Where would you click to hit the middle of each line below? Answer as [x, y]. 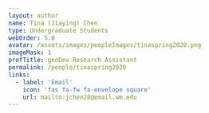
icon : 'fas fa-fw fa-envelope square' [87, 90]
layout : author [34, 16]
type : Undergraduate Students [59, 30]
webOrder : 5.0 [32, 38]
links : [19, 75]
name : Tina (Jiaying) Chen [53, 23]
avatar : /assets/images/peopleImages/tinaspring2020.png [105, 45]
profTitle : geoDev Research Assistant [73, 60]
